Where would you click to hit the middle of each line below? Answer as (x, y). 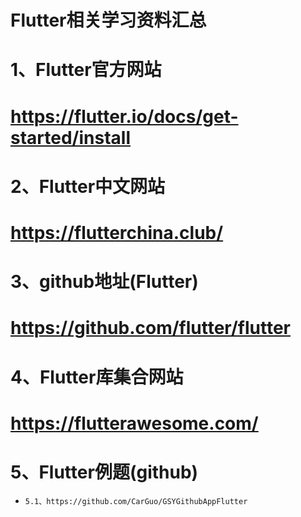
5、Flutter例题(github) (104, 472)
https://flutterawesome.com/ (134, 423)
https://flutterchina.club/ (117, 232)
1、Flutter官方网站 (86, 70)
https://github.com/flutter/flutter (150, 328)
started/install (70, 137)
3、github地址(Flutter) (104, 282)
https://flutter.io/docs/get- (124, 116)
